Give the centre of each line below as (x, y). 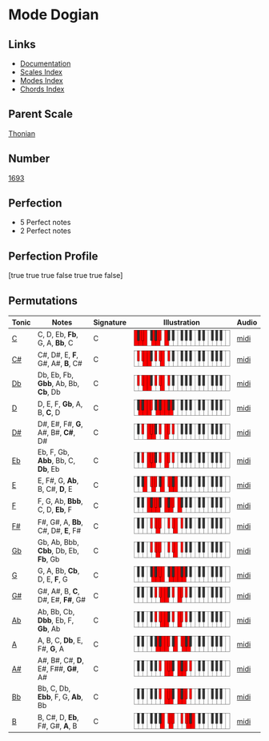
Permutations (43, 301)
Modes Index (41, 81)
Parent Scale (41, 114)
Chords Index (42, 89)
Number (29, 159)
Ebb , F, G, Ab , (60, 697)
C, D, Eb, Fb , (58, 334)
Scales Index (41, 72)
